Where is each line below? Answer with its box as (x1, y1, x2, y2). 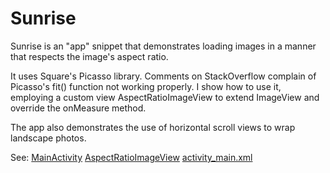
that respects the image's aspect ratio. (10, 50, 169, 62)
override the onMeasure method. (10, 102, 147, 114)
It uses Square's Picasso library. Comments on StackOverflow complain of (10, 70, 317, 82)
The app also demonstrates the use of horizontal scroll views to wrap (10, 121, 296, 133)
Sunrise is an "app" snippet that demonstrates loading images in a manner (10, 40, 317, 52)
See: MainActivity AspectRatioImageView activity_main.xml (10, 151, 253, 163)
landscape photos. (10, 132, 87, 144)
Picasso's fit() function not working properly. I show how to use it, (10, 80, 282, 92)
